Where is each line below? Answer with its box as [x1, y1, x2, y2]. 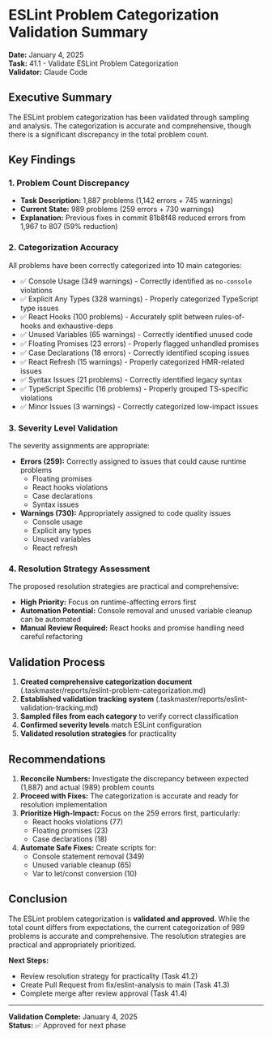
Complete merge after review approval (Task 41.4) [19, 988, 188, 998]
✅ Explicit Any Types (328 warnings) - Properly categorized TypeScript [19, 294, 259, 304]
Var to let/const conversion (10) [32, 868, 138, 878]
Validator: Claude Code [8, 67, 87, 76]
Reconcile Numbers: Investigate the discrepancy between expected [19, 773, 249, 783]
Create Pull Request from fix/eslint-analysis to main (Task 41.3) [19, 980, 230, 989]
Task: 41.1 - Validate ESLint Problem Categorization [8, 58, 179, 68]
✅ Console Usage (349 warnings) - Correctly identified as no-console [19, 276, 253, 286]
